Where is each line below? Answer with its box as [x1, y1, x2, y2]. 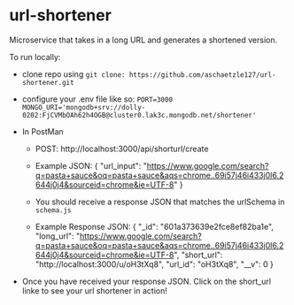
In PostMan [21, 126, 64, 137]
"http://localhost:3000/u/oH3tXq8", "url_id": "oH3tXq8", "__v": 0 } [35, 258, 275, 270]
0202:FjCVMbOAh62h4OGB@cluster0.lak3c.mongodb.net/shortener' [21, 111, 257, 119]
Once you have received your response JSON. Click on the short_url [21, 276, 272, 286]
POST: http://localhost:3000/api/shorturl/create [35, 143, 209, 154]
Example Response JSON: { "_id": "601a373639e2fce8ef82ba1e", [35, 221, 275, 232]
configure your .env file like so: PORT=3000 [21, 94, 174, 104]
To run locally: [9, 51, 61, 62]
